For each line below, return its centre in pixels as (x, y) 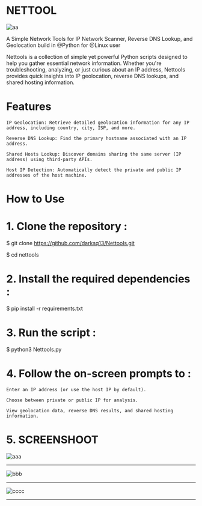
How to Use (35, 199)
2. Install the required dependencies (98, 279)
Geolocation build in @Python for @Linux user (63, 45)
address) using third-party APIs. (50, 159)
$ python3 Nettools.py (34, 349)
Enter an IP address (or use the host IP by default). (76, 389)
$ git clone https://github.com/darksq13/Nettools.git (71, 243)
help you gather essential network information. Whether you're (84, 63)
